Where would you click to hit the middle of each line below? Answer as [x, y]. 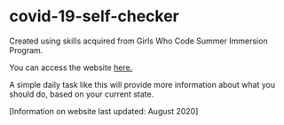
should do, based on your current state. [82, 94]
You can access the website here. [71, 67]
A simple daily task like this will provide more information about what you [142, 84]
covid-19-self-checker [94, 16]
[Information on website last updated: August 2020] [104, 111]
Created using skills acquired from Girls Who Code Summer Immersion [138, 41]
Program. [26, 50]
